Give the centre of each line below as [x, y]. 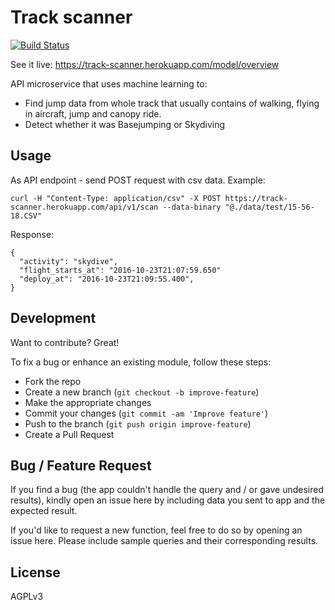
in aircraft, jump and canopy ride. [93, 113]
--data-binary [192, 207]
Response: [32, 234]
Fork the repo [53, 381]
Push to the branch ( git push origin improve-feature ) [138, 423]
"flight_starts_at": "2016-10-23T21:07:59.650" [120, 270]
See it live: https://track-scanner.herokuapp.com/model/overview [145, 64]
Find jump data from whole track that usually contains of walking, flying [172, 103]
